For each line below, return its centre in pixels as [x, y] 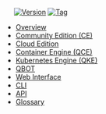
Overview [31, 27]
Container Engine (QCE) [54, 52]
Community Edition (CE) [54, 36]
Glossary [30, 102]
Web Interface [38, 77]
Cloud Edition [37, 44]
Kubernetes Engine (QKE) [57, 60]
